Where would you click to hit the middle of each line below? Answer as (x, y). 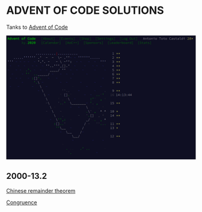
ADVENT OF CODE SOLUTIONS (85, 11)
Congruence (22, 202)
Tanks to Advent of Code (37, 27)
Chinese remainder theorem (41, 190)
